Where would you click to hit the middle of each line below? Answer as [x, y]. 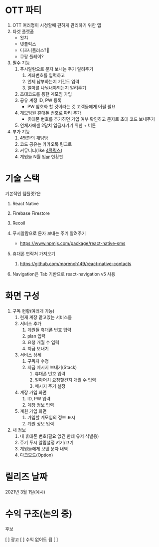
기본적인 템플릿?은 [23, 193]
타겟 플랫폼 [23, 31]
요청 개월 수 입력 [43, 342]
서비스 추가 [30, 323]
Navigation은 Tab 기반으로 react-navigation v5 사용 [64, 274]
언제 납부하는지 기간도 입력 [53, 81]
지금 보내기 [38, 348]
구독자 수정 [38, 361]
